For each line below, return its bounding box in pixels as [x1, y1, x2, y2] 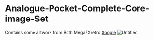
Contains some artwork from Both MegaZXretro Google [5, 29, 116, 35]
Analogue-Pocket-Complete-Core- [5, 3, 150, 14]
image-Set [5, 13, 49, 24]
